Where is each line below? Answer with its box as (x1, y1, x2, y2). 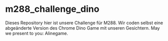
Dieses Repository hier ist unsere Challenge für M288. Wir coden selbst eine (5, 20, 163, 26)
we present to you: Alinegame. (5, 30, 69, 36)
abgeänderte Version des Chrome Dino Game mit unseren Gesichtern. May (5, 25, 160, 31)
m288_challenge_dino (5, 3, 99, 15)
